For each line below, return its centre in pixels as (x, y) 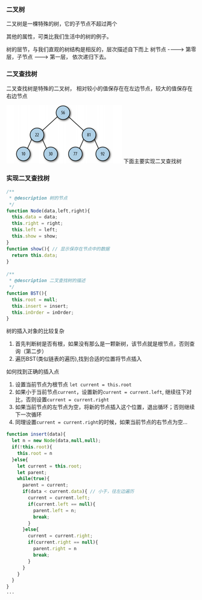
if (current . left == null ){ (62, 504)
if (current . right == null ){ (63, 542)
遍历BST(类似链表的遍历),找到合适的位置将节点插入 (78, 359)
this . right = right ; (37, 223)
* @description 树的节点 (38, 198)
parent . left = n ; (55, 510)
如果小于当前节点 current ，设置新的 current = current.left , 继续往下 (101, 392)
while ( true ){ (33, 479)
